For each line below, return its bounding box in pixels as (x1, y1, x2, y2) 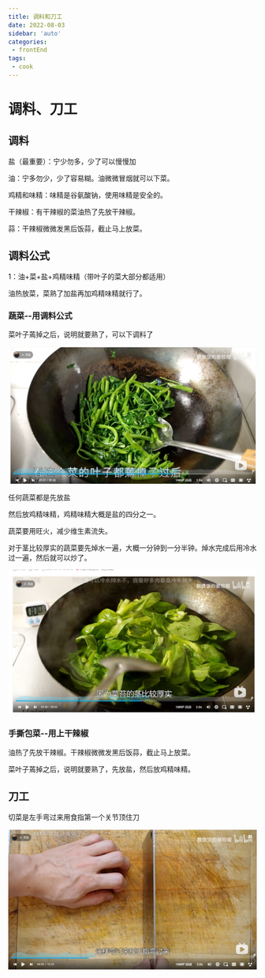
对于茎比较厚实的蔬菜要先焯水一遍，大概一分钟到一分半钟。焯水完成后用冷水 (8, 542, 257, 553)
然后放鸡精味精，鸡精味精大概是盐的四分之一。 (8, 509, 160, 519)
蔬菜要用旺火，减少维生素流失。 (8, 526, 112, 535)
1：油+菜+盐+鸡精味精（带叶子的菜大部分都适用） (8, 271, 170, 281)
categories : (8, 38, 47, 46)
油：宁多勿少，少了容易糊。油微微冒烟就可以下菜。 (8, 173, 174, 183)
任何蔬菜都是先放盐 (8, 493, 71, 502)
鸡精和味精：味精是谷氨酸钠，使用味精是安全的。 (8, 190, 167, 199)
